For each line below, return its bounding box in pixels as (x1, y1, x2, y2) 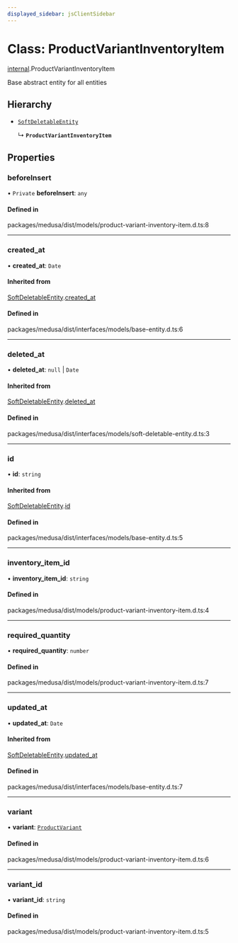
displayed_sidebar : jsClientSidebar (7, 10, 115, 18)
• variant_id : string (7, 895, 66, 903)
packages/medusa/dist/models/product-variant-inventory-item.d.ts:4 (7, 606, 210, 615)
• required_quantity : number (7, 646, 90, 655)
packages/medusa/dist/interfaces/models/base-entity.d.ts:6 (7, 325, 183, 333)
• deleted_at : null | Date (7, 365, 79, 374)
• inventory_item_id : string (7, 574, 89, 583)
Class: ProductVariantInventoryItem (7, 40, 225, 57)
